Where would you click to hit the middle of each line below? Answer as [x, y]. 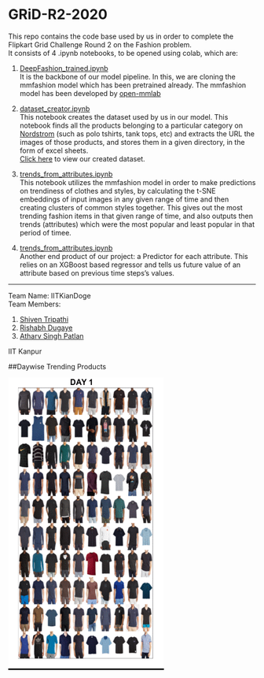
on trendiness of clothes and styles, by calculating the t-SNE [117, 191]
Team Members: [35, 304]
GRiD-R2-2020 [58, 15]
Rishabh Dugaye [46, 328]
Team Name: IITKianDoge [50, 295]
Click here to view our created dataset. [82, 158]
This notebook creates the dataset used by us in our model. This [124, 117]
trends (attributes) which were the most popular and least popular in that [137, 224]
